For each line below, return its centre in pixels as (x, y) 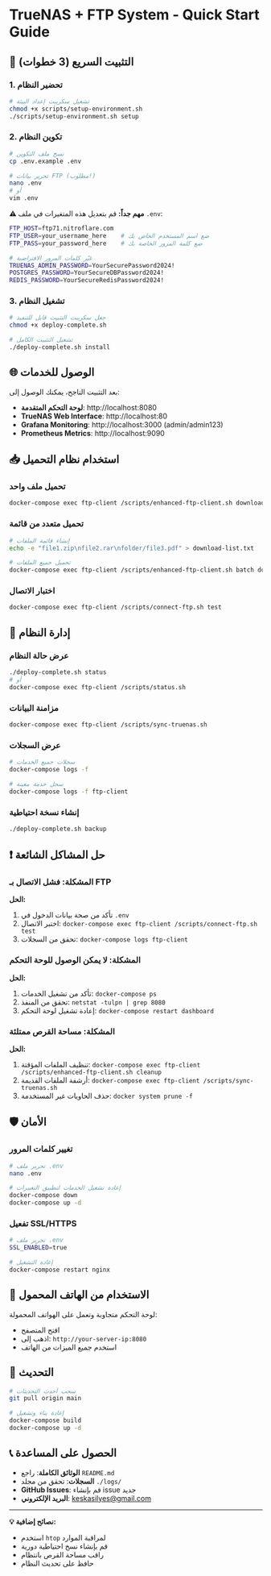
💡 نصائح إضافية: (33, 1521)
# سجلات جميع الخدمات (42, 762)
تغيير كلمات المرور (41, 1149)
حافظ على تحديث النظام (57, 1563)
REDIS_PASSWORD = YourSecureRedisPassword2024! (86, 281)
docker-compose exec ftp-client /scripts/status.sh (97, 687)
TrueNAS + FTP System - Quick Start (134, 15)
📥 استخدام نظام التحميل (64, 460)
